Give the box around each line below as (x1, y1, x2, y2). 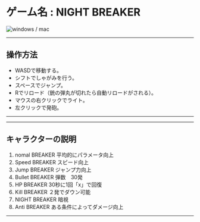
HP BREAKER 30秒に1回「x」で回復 (14, 181, 102, 188)
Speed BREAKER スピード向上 (14, 158, 89, 165)
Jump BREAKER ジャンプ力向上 (14, 166, 92, 173)
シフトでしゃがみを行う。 (14, 74, 77, 81)
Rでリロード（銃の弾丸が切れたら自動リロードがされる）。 (14, 89, 157, 96)
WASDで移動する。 (14, 67, 62, 74)
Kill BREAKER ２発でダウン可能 (14, 188, 91, 195)
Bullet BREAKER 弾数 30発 (14, 173, 83, 180)
